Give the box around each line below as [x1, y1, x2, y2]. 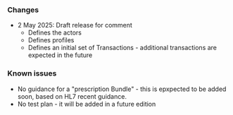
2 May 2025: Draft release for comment [17, 21, 132, 30]
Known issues [7, 68, 57, 78]
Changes [7, 5, 39, 15]
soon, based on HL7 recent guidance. [17, 92, 127, 100]
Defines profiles [27, 36, 75, 44]
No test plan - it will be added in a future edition [17, 99, 156, 108]
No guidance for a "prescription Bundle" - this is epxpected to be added [17, 85, 227, 93]
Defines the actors [27, 28, 82, 37]
